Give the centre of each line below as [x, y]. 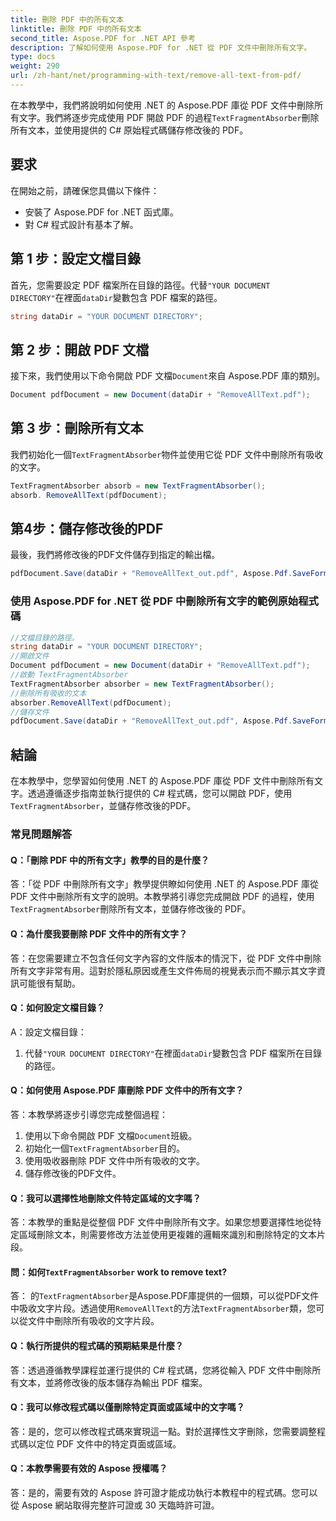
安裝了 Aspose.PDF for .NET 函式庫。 [101, 212]
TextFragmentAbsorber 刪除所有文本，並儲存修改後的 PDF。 [131, 909]
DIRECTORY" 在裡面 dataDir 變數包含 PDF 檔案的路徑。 [116, 297]
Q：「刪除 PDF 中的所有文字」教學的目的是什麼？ [110, 860]
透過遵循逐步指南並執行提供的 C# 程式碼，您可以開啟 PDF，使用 [160, 793]
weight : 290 [35, 66]
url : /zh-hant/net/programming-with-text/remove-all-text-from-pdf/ [156, 76]
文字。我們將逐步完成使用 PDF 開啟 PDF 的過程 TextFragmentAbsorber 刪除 [169, 117]
